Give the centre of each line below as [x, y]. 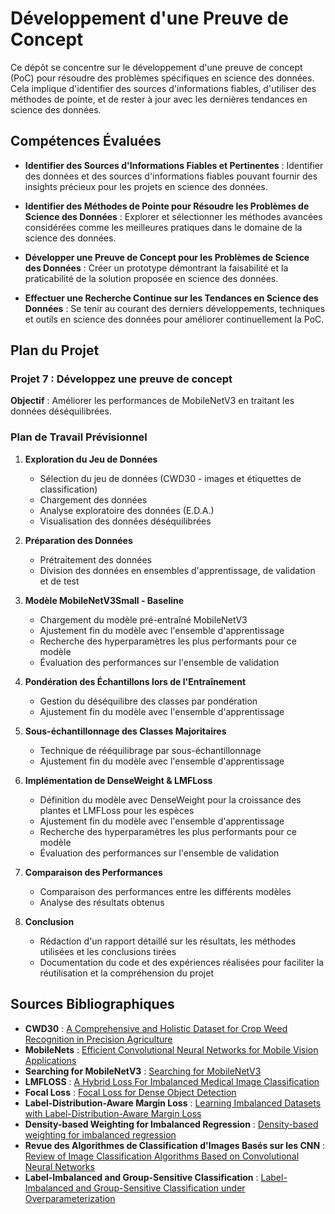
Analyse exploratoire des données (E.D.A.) [127, 510]
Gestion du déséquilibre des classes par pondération [148, 701]
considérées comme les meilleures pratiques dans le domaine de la [163, 227]
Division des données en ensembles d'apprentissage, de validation [177, 570]
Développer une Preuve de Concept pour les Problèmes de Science [167, 257]
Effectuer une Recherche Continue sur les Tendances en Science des [171, 298]
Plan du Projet [55, 350]
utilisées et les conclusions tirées [108, 951]
